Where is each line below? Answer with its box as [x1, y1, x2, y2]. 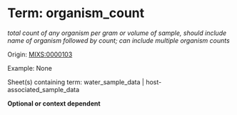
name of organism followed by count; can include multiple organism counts [7, 36, 230, 44]
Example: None [7, 64, 52, 72]
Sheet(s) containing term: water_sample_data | [7, 77, 145, 86]
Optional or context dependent [7, 99, 101, 108]
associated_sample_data [7, 85, 80, 94]
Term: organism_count [7, 5, 145, 21]
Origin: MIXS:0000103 [7, 50, 73, 59]
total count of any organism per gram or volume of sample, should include [7, 29, 227, 37]
